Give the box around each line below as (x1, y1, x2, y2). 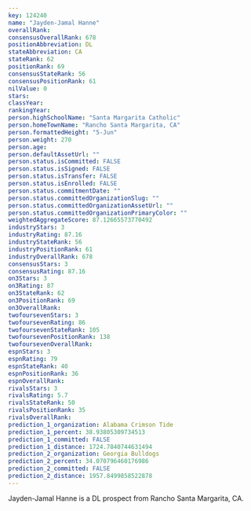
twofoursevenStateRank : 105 (8, 325, 100, 334)
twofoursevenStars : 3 (8, 311, 79, 319)
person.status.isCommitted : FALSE (8, 158, 122, 166)
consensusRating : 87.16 (8, 267, 86, 275)
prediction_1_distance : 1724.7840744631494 (8, 443, 153, 450)
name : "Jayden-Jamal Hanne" (8, 19, 100, 27)
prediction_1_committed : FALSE (8, 436, 111, 443)
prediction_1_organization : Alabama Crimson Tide (8, 421, 174, 428)
